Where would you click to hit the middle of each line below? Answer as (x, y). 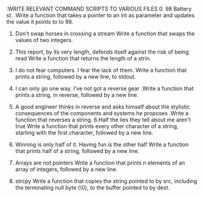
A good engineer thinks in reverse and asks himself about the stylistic (102, 107)
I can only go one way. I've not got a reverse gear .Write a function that (104, 88)
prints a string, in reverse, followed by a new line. (77, 95)
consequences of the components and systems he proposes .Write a (102, 113)
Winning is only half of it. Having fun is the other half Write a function (102, 145)
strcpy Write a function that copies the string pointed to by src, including (106, 181)
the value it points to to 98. (40, 22)
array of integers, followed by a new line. (66, 169)
